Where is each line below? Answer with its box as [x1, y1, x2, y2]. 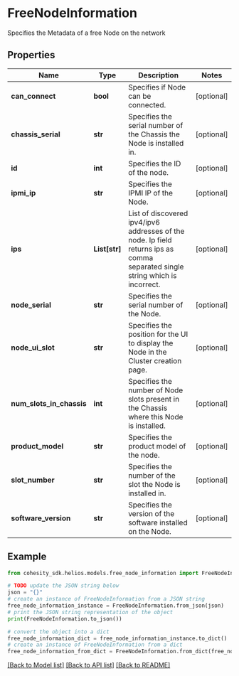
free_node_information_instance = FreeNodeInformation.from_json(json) [7, 602, 224, 609]
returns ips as [127, 244, 174, 254]
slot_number [11, 475, 55, 485]
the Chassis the [127, 129, 180, 139]
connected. [127, 100, 166, 109]
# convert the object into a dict [7, 628, 110, 635]
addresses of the [127, 226, 185, 236]
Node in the [127, 347, 167, 357]
